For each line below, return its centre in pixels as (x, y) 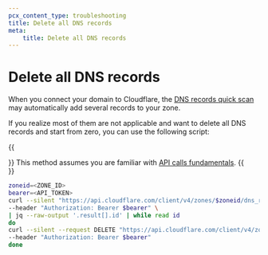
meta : (17, 30)
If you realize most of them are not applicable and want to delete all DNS (127, 124)
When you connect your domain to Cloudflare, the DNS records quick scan (131, 100)
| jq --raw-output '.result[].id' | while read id (94, 215)
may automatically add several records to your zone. (95, 108)
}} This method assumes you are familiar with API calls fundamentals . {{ (126, 163)
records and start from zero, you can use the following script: (109, 131)
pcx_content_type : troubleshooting (67, 16)
